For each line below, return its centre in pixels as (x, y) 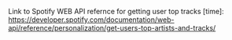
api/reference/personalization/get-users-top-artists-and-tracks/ (112, 28)
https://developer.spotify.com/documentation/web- (91, 20)
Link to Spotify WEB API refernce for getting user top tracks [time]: (116, 11)
